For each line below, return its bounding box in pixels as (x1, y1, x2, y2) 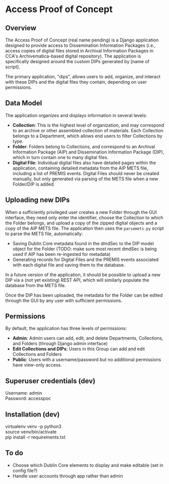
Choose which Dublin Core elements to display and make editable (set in (12, 462, 164, 468)
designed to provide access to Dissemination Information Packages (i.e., (5, 42, 156, 48)
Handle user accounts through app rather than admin (12, 473, 123, 479)
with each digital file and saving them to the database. (12, 261, 125, 268)
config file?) (12, 467, 38, 473)
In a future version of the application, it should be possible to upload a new (5, 272, 160, 278)
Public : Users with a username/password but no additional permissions (12, 357, 161, 363)
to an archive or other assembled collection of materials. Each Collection (12, 127, 164, 133)
